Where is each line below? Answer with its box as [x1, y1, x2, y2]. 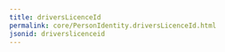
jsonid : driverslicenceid [9, 29, 105, 38]
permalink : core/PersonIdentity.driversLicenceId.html [9, 21, 217, 30]
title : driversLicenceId [9, 12, 101, 22]
